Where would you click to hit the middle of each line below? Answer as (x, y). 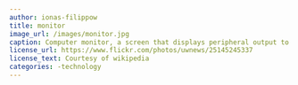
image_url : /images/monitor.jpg (69, 34)
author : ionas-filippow (54, 17)
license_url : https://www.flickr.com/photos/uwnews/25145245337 (131, 50)
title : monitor (37, 26)
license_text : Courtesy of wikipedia (79, 58)
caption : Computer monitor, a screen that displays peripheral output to (149, 42)
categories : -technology (55, 67)
